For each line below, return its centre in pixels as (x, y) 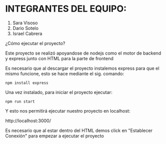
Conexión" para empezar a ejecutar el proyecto (55, 136)
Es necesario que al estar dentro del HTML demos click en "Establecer (79, 130)
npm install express (27, 83)
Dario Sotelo (26, 28)
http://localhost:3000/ (28, 121)
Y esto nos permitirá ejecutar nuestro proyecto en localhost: (68, 111)
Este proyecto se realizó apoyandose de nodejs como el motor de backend (83, 53)
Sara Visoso (25, 23)
